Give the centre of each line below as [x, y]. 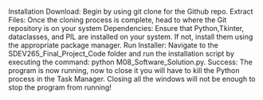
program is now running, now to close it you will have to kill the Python [124, 70]
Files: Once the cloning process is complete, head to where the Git [118, 20]
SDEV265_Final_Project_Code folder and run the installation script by [122, 54]
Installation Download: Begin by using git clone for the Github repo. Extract [131, 12]
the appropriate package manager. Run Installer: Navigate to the [114, 45]
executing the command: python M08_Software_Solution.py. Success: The [130, 62]
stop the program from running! [60, 87]
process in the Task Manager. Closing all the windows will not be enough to [132, 79]
